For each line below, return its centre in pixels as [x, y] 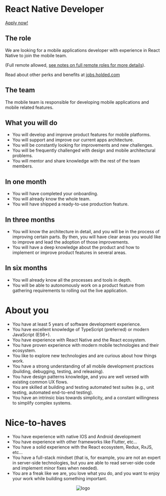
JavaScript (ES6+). [31, 334]
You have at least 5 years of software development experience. [77, 324]
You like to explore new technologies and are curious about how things [84, 355]
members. [22, 166]
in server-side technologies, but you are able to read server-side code [84, 462]
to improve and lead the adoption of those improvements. [71, 242]
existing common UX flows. [40, 382]
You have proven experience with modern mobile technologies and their [85, 345]
